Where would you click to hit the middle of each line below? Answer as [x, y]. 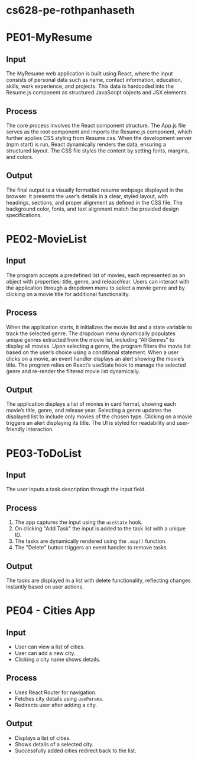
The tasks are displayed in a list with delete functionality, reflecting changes [98, 581]
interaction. [40, 429]
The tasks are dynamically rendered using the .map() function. [91, 541]
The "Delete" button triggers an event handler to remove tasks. [91, 548]
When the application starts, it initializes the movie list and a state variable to [99, 327]
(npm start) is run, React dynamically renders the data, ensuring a [86, 144]
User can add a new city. [45, 653]
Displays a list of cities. [43, 738]
